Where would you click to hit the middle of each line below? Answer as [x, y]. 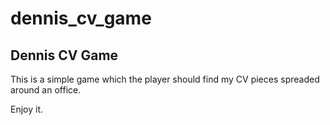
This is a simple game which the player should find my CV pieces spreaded [165, 79]
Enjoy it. [27, 109]
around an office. [46, 90]
